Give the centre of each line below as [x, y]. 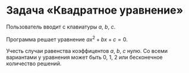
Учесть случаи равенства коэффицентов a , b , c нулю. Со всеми [87, 50]
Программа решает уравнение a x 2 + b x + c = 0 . [67, 39]
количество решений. [34, 64]
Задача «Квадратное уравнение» [95, 10]
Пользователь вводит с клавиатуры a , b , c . [61, 27]
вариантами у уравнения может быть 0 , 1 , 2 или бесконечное [84, 57]
